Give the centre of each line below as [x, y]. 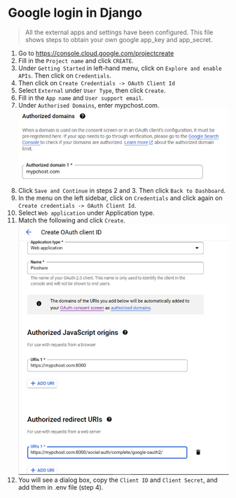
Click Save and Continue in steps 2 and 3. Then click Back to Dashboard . [122, 191]
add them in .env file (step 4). [61, 487]
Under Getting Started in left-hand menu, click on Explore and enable [120, 68]
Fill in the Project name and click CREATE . [76, 60]
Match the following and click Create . [71, 220]
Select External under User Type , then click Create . [92, 90]
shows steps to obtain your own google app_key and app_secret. [119, 39]
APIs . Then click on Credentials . [64, 76]
